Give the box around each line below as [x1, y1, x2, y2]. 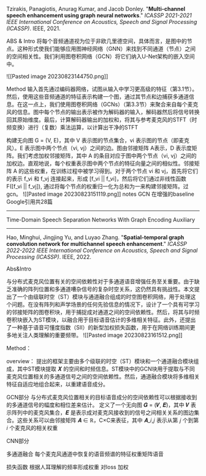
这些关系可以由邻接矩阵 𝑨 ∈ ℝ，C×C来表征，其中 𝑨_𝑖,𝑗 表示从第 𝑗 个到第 [17, 416, 199, 424]
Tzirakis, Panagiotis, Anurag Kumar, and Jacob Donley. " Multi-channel [6, 6, 186, 12]
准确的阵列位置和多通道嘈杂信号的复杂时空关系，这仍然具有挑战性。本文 [11, 285, 194, 293]
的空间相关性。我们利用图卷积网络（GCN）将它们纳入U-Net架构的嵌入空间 [6, 53, 195, 60]
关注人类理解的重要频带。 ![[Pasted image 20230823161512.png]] [17, 331, 183, 339]
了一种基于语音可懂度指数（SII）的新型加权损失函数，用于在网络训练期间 [6, 324, 190, 331]
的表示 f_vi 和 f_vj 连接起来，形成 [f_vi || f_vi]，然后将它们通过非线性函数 [6, 175, 187, 182]
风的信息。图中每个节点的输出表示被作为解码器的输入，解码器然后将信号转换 [6, 109, 200, 115]
